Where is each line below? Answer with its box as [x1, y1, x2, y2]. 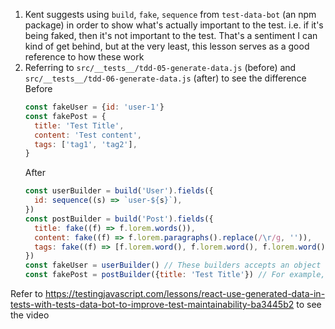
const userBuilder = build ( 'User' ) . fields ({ [24, 186, 214, 196]
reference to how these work [24, 51, 145, 63]
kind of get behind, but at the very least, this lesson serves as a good [24, 40, 310, 52]
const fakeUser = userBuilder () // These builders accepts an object [24, 260, 322, 271]
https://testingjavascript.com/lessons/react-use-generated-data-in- [44, 288, 326, 299]
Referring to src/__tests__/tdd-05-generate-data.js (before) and [24, 62, 297, 73]
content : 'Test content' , [34, 130, 142, 140]
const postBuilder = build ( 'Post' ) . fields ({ [24, 214, 214, 224]
